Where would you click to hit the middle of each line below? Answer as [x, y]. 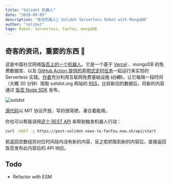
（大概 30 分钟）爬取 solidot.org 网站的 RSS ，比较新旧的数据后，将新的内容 [85, 83]
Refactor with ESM [32, 176]
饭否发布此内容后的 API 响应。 [37, 148]
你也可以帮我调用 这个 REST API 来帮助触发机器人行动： [63, 121]
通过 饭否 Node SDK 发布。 [34, 89]
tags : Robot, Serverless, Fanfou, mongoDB [51, 29]
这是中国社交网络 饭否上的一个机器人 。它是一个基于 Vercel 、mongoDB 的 [82, 64]
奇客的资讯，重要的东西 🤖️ [45, 51]
